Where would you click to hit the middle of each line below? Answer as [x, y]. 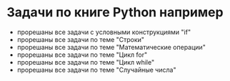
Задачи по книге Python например [115, 12]
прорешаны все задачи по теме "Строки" [80, 39]
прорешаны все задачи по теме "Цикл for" [82, 55]
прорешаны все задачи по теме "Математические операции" [111, 47]
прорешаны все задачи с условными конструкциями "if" [104, 32]
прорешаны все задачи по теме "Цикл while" [86, 62]
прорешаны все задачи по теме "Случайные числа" [96, 70]
